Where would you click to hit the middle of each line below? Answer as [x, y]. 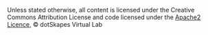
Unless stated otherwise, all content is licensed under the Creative [101, 10]
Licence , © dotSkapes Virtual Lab [55, 24]
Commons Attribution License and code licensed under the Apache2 [104, 17]
